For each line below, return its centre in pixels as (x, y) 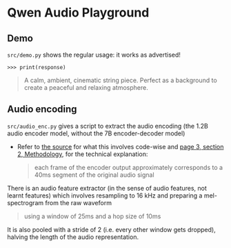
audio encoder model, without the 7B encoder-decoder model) (96, 133)
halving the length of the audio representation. (73, 237)
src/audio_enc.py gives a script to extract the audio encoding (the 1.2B (108, 126)
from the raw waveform (79, 202)
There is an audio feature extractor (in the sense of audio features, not (107, 188)
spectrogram (26, 202)
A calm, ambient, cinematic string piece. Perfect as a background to (120, 80)
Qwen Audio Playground (78, 13)
